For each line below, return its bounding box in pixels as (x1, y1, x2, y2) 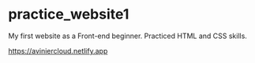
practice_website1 (8, 5, 129, 23)
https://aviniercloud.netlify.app (8, 46, 108, 55)
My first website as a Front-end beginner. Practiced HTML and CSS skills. (8, 31, 247, 40)
